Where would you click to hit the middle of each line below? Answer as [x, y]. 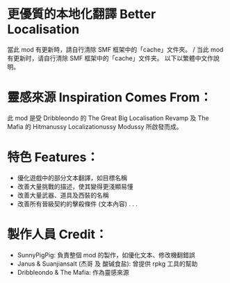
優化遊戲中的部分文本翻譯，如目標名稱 [72, 178]
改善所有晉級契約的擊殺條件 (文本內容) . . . [77, 204]
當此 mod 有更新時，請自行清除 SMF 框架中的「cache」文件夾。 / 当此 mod [115, 49]
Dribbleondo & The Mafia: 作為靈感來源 [73, 272]
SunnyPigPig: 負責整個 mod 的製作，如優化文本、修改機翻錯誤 [106, 255]
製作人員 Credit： [57, 234]
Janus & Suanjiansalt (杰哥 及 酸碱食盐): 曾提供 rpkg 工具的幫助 [107, 264]
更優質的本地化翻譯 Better [82, 14]
